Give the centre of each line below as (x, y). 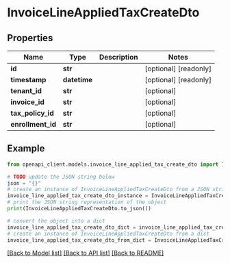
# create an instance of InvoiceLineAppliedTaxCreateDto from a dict (108, 234)
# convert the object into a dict (56, 221)
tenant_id (26, 91)
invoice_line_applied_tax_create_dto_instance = (78, 196)
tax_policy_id (33, 113)
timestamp (28, 80)
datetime (78, 80)
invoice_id (27, 102)
